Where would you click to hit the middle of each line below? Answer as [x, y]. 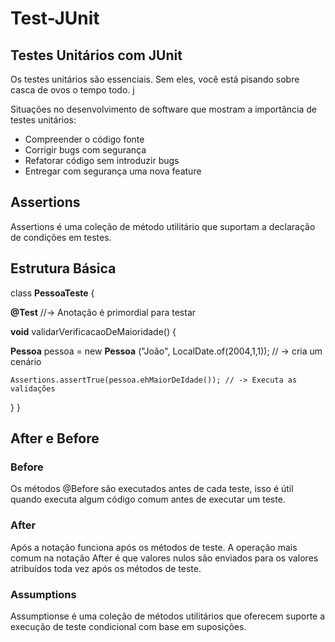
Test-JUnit [55, 18]
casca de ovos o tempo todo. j [72, 90]
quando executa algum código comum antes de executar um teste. [148, 499]
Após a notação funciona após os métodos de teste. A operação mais [154, 547]
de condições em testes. [61, 237]
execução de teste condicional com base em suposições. [128, 626]
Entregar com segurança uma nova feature [113, 171]
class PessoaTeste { [52, 293]
